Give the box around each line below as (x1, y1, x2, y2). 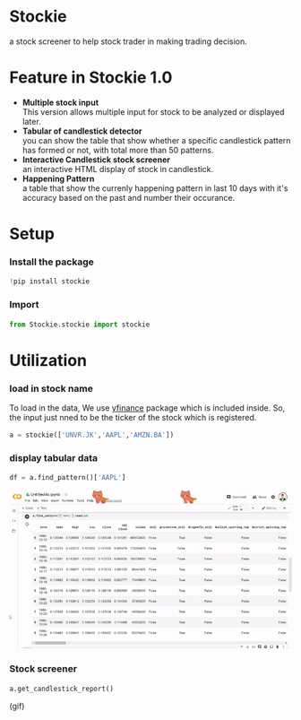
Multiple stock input (21, 97, 99, 108)
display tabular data (9, 451, 99, 464)
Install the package (9, 256, 94, 268)
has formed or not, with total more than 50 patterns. (21, 144, 214, 155)
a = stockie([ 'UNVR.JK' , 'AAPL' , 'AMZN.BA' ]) (9, 430, 175, 439)
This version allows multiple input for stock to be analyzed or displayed (21, 106, 285, 117)
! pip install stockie (9, 277, 90, 286)
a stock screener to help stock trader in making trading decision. (9, 36, 248, 47)
